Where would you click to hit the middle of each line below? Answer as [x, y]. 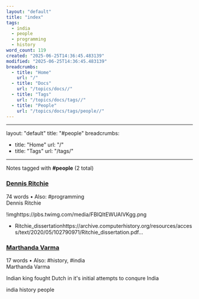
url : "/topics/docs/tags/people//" [61, 111]
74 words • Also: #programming [45, 196]
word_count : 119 [26, 50]
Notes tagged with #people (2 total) [50, 168]
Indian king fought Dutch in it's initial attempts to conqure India [83, 278]
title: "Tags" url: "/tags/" [44, 151]
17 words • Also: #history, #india [46, 260]
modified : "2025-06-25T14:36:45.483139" [57, 61]
